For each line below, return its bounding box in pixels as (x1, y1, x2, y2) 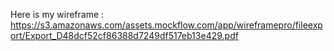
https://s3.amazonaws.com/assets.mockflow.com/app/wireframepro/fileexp (10, 19, 323, 31)
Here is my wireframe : (10, 9, 105, 20)
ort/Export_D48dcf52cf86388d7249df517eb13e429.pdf (10, 30, 239, 41)
